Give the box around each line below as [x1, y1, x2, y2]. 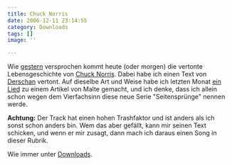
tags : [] [7, 30, 33, 38]
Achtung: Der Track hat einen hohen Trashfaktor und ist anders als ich [7, 114, 215, 123]
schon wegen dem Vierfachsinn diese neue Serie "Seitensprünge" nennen [7, 93, 226, 101]
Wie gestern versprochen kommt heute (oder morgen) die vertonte [7, 62, 203, 71]
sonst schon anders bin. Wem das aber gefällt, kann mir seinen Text [7, 121, 206, 130]
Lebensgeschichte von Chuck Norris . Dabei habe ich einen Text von [7, 70, 207, 79]
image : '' [7, 37, 37, 44]
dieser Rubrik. [7, 136, 48, 145]
